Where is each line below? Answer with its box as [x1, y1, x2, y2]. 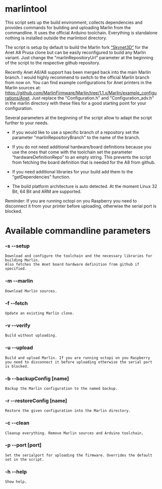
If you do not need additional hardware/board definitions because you [12, 144, 151, 150]
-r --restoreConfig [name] [5, 397, 67, 404]
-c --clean [5, 420, 30, 426]
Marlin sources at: [5, 84, 41, 90]
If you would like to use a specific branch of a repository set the [12, 129, 139, 135]
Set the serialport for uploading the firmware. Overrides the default [5, 453, 152, 457]
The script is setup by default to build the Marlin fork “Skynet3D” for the [5, 44, 148, 50]
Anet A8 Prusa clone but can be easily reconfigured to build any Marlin [5, 50, 146, 55]
